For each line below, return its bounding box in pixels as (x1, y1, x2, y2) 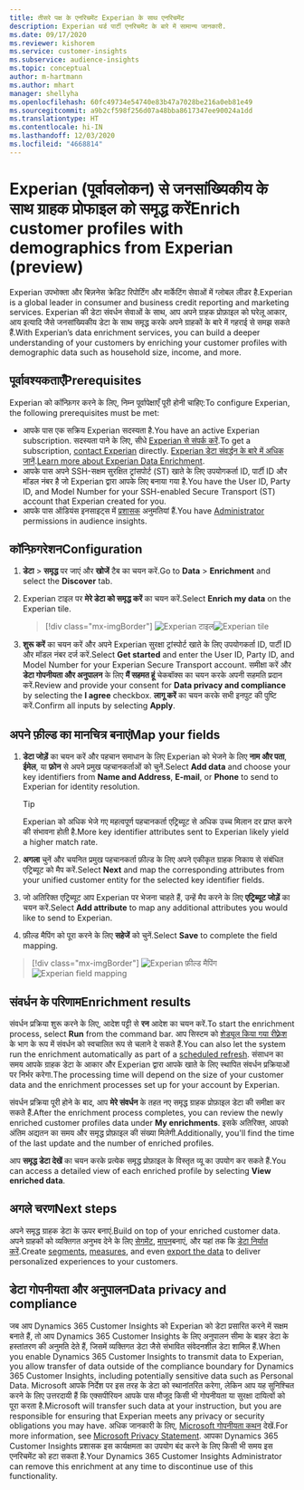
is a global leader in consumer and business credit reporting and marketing (9, 296, 290, 308)
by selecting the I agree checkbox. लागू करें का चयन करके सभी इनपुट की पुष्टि (22, 690, 278, 701)
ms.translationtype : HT (9, 114, 100, 123)
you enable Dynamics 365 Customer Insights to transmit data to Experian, (9, 1351, 284, 1361)
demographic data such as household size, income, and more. (9, 346, 242, 358)
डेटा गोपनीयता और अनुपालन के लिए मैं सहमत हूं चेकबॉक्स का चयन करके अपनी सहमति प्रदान (22, 669, 283, 680)
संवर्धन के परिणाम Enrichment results (9, 994, 192, 1010)
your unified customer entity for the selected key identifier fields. (22, 875, 265, 886)
